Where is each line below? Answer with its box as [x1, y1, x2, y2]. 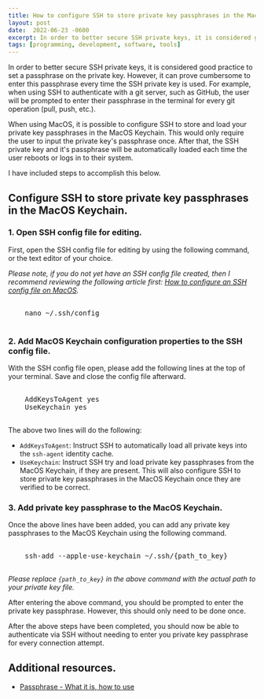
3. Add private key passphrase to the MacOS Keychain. [8, 502, 222, 513]
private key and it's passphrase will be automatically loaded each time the [8, 145, 247, 154]
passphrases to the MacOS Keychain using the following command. [8, 529, 227, 538]
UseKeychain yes [24, 403, 88, 412]
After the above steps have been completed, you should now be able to [8, 622, 240, 631]
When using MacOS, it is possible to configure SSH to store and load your [8, 120, 247, 129]
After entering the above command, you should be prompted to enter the [8, 598, 244, 608]
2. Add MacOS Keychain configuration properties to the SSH [8, 336, 243, 347]
